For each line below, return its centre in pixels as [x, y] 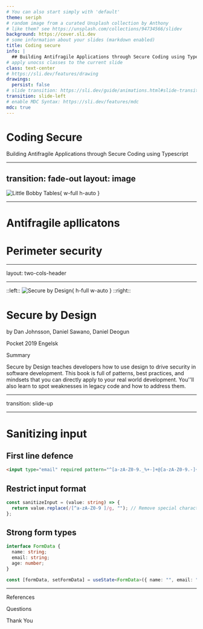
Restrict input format [46, 489]
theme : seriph [24, 18]
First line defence [40, 456]
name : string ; [29, 552]
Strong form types [41, 533]
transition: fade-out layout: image [71, 179]
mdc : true [19, 107]
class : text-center [31, 68]
